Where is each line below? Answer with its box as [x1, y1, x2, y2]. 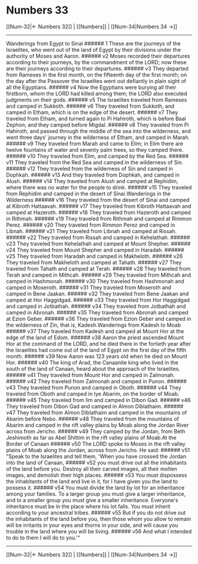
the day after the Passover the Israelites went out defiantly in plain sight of [6, 77, 187, 84]
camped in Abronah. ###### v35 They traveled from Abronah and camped [6, 308, 189, 316]
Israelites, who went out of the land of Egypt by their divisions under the [6, 46, 181, 53]
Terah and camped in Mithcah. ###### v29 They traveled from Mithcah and [6, 271, 192, 278]
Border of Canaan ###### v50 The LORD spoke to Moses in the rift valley [6, 440, 186, 447]
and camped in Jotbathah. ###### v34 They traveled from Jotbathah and [6, 303, 186, 310]
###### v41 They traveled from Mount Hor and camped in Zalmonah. [6, 371, 175, 379]
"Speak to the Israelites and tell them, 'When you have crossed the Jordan [6, 453, 187, 460]
